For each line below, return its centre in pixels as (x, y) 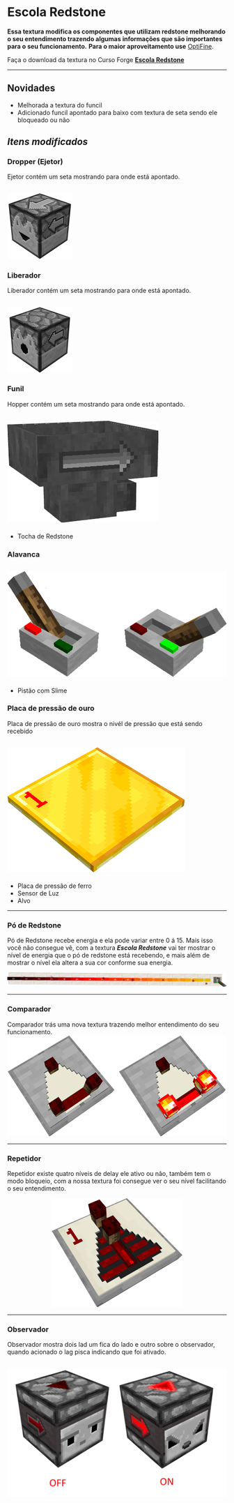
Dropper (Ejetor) (35, 162)
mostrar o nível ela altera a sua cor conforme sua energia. (90, 962)
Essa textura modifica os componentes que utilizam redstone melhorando (117, 31)
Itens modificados (48, 142)
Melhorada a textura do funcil (60, 105)
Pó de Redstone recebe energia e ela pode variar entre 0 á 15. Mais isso (110, 940)
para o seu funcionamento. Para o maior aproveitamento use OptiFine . (111, 46)
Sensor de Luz (38, 893)
